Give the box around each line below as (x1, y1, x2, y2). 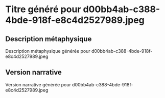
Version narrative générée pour (5, 81, 72, 87)
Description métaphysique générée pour (5, 48, 90, 54)
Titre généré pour (5, 4, 81, 15)
